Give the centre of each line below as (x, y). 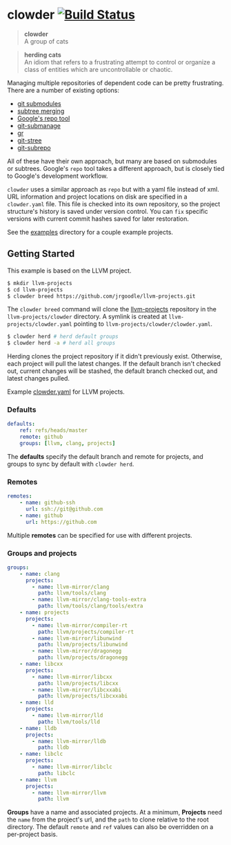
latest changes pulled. (39, 379)
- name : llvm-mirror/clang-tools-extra (89, 600)
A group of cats (46, 41)
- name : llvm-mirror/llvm (69, 792)
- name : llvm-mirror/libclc (72, 767)
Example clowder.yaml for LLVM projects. (66, 392)
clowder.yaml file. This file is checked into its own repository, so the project (114, 203)
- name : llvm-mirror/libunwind (77, 638)
